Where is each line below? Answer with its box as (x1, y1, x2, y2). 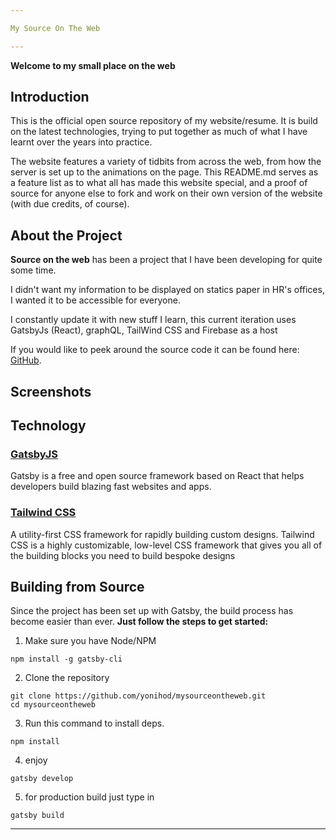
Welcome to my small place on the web (10, 59, 176, 71)
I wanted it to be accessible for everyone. (10, 294, 181, 306)
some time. (10, 264, 57, 276)
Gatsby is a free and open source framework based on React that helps (10, 470, 305, 482)
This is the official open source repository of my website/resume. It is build (10, 115, 318, 127)
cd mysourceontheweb (10, 700, 97, 710)
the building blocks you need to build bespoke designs (10, 549, 236, 561)
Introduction (10, 89, 90, 106)
